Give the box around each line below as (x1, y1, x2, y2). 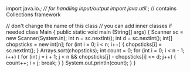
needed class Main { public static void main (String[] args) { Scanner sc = (6, 28, 184, 35)
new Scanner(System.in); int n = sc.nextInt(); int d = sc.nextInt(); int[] (6, 35, 173, 41)
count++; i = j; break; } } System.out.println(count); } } (6, 59, 136, 66)
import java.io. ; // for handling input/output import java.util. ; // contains (6, 5, 177, 12)
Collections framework (6, 11, 61, 18)
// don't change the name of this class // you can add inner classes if (6, 23, 172, 29)
